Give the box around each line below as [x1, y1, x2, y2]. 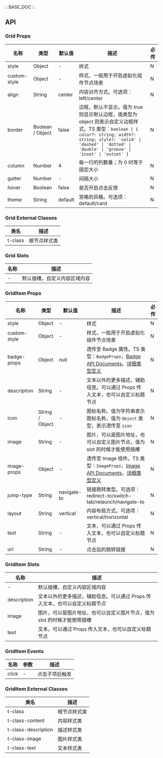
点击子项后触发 [37, 671, 72, 677]
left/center [79, 95, 103, 102]
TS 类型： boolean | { [88, 125, 138, 132]
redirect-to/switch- [86, 492, 132, 499]
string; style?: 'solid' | [79, 137, 142, 142]
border [7, 126, 23, 133]
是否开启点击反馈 [79, 184, 118, 191]
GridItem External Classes [5, 686, 68, 692]
